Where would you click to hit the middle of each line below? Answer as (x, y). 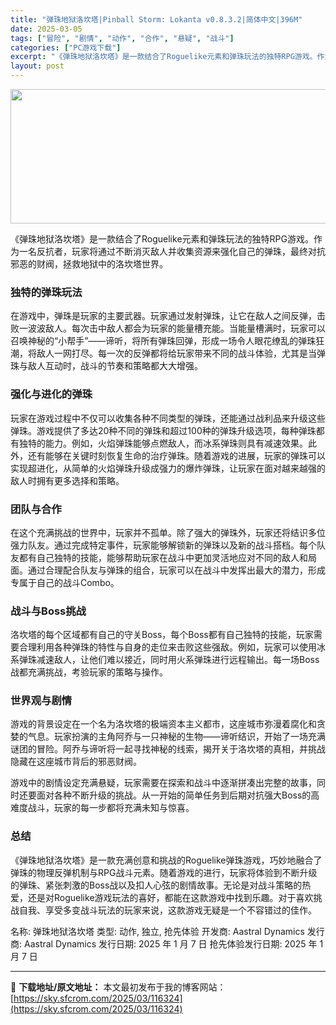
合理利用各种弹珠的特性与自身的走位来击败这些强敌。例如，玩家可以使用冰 (172, 647)
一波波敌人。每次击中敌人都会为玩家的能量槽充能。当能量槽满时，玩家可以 (172, 328)
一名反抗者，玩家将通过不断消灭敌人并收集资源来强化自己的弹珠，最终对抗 (172, 251)
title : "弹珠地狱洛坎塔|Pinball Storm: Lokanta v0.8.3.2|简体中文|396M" (156, 19)
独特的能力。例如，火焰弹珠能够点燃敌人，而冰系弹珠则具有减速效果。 (163, 443)
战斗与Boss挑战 (48, 611)
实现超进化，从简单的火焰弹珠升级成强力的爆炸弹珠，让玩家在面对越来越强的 (168, 468)
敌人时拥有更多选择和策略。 (67, 480)
